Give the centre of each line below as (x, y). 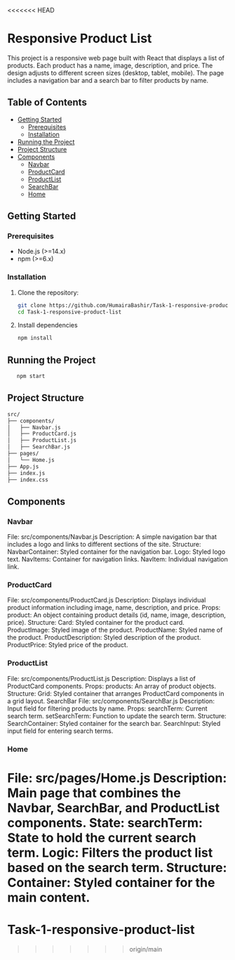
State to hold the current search (102, 837)
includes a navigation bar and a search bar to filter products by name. (108, 80)
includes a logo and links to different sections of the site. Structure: (104, 545)
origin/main (146, 949)
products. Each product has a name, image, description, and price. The (110, 65)
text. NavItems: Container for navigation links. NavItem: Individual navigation (117, 559)
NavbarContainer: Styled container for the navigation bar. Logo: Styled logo (116, 552)
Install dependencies (48, 325)
